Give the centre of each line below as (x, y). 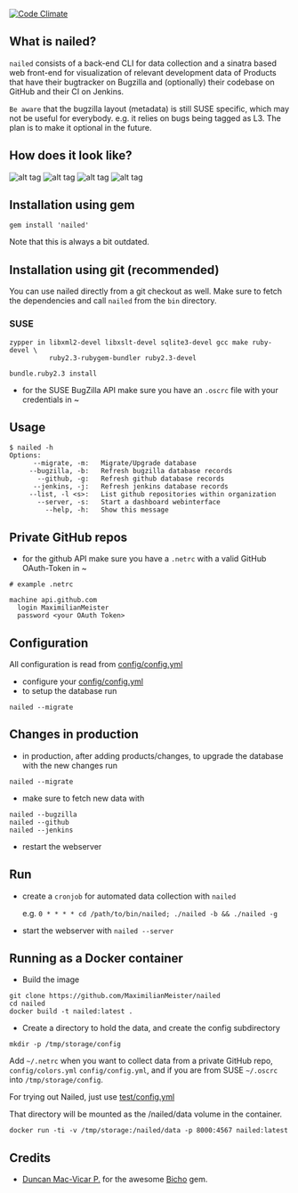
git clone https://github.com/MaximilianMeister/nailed (115, 996)
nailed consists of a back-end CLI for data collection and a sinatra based (143, 63)
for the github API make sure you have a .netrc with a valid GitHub (144, 559)
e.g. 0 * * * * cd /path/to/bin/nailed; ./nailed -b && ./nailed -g (150, 913)
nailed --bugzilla (43, 814)
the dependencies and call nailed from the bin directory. (113, 301)
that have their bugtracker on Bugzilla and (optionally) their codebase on (142, 82)
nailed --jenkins (41, 830)
